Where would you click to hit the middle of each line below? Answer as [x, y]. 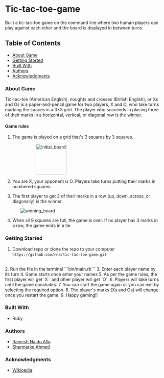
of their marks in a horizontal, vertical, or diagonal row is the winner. [74, 115]
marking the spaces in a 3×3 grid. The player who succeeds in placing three [82, 110]
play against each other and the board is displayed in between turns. [74, 27]
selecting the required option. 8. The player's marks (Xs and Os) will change [82, 290]
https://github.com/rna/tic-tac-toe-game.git [59, 254]
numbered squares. [32, 187]
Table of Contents [33, 43]
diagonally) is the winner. [37, 202]
